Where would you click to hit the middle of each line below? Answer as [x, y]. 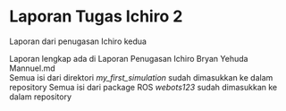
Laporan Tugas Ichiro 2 [96, 17]
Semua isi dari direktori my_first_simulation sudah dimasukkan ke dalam [141, 77]
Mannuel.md [32, 68]
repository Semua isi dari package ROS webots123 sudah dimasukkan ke [143, 87]
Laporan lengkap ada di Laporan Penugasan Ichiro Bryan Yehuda [129, 58]
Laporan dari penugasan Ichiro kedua [78, 41]
